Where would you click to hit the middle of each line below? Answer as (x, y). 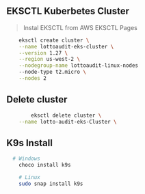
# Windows (26, 159)
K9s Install (29, 143)
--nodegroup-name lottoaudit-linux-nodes (78, 66)
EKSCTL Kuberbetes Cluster (68, 11)
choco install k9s (45, 165)
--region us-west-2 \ (49, 59)
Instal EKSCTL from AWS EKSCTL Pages (80, 27)
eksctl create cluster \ (54, 40)
